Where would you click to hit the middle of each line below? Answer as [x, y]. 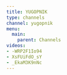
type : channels [26, 18]
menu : [13, 29]
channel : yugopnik [30, 23]
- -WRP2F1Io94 [24, 51]
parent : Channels [39, 40]
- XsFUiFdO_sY [24, 57]
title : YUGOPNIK [27, 12]
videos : [16, 46]
